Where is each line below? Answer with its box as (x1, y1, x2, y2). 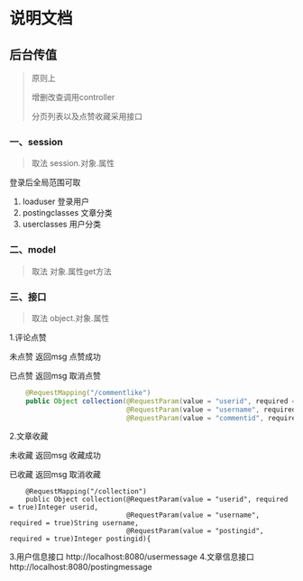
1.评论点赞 (9, 331, 47, 343)
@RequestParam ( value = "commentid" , (125, 413, 264, 422)
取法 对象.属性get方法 (31, 265, 113, 276)
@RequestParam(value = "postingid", (125, 527, 264, 536)
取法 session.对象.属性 (31, 158, 115, 169)
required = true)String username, (9, 519, 140, 528)
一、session (9, 135, 63, 148)
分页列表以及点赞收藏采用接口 (31, 111, 142, 122)
